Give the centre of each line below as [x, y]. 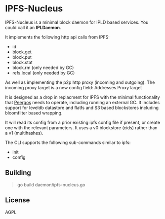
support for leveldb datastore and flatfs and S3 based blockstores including [82, 108]
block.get [22, 52]
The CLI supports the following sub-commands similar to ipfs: [68, 142]
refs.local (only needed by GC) [43, 73]
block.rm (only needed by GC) [43, 68]
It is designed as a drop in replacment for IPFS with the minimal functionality [82, 97]
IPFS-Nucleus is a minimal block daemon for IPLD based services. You [77, 22]
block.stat [22, 62]
